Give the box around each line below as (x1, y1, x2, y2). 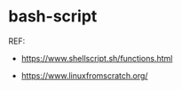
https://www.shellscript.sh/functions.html (20, 53, 173, 63)
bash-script (8, 6, 98, 27)
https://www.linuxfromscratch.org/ (20, 70, 148, 81)
